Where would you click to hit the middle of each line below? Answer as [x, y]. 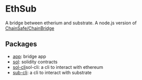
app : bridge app [29, 56]
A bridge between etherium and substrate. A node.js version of [71, 23]
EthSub [21, 9]
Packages [21, 44]
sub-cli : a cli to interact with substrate [52, 72]
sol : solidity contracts [35, 62]
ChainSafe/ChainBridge [30, 28]
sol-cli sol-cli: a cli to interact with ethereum [58, 67]
